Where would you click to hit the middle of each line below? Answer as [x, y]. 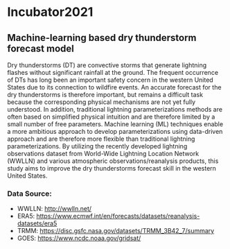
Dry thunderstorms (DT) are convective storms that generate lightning [107, 65]
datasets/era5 [37, 223]
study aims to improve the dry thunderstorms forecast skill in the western [112, 168]
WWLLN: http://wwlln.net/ [54, 209]
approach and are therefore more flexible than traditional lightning [101, 139]
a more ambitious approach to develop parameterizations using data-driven [115, 131]
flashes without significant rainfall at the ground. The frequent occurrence [113, 72]
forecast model [41, 48]
